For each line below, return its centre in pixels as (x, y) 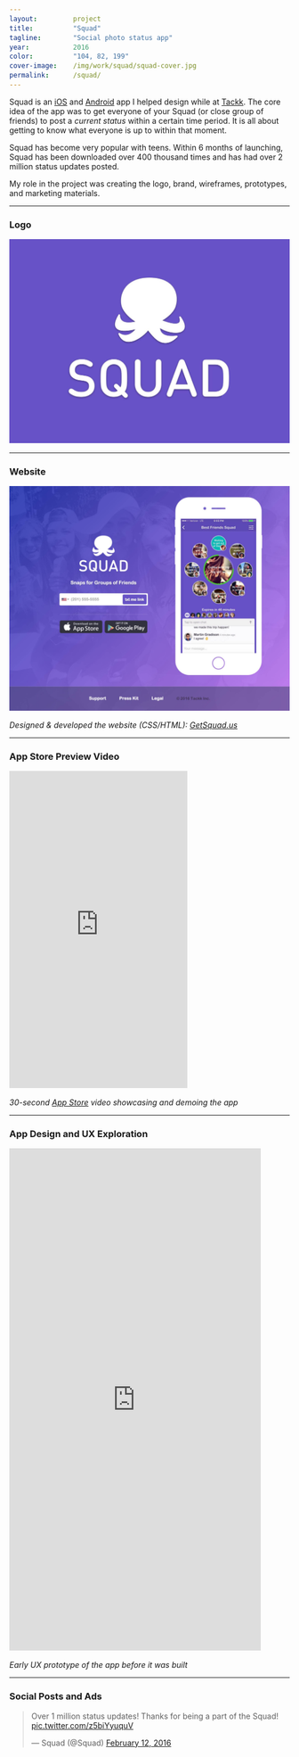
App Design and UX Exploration (79, 1134)
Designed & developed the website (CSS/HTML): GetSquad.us (124, 725)
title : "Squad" (55, 28)
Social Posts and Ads (56, 1696)
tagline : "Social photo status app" (91, 37)
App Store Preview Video (65, 756)
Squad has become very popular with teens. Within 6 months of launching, (146, 147)
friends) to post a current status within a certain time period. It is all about (144, 120)
